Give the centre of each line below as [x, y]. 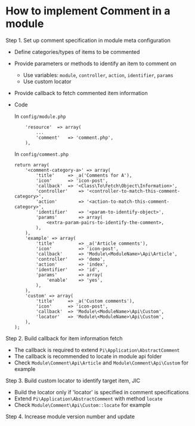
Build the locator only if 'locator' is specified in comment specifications [101, 392]
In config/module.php [40, 116]
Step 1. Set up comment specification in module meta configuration [88, 40]
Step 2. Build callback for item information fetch [64, 338]
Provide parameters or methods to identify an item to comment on [95, 63]
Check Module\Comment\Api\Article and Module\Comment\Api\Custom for [101, 363]
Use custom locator [47, 81]
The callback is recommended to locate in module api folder [88, 356]
